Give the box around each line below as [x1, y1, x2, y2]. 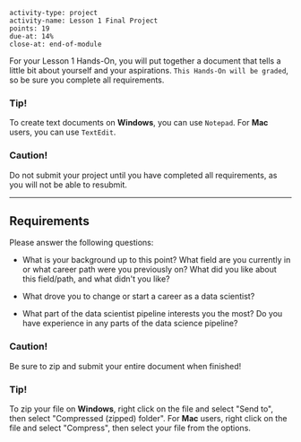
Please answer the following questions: [9, 238, 154, 248]
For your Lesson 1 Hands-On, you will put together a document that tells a [9, 56, 281, 66]
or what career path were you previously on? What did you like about [21, 264, 278, 275]
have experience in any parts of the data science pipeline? [21, 318, 238, 329]
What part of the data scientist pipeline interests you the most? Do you [21, 308, 283, 319]
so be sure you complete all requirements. [9, 74, 165, 85]
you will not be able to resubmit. [9, 179, 128, 190]
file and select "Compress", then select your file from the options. [9, 422, 251, 433]
